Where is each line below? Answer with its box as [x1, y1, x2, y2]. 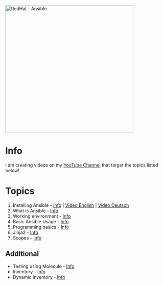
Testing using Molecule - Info [12, 263, 75, 269]
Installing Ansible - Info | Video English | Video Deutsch [12, 202, 129, 208]
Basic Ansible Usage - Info [12, 218, 69, 224]
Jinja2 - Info [12, 229, 38, 235]
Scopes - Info [12, 234, 42, 241]
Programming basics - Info [12, 224, 69, 230]
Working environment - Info [12, 213, 71, 219]
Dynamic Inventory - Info [12, 274, 65, 280]
